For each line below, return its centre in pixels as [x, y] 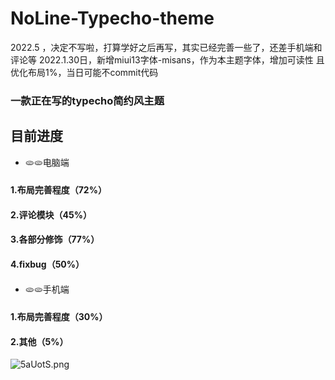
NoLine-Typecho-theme [112, 18]
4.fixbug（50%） [47, 264]
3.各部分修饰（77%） [55, 239]
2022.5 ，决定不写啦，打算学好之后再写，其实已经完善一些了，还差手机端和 [166, 47]
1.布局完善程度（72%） [58, 190]
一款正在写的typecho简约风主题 [87, 100]
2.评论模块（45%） [51, 214]
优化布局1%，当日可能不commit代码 [84, 72]
